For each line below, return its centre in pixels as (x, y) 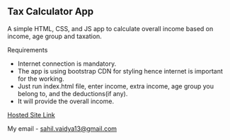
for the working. (41, 78)
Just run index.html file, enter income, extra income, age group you (116, 86)
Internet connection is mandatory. (67, 64)
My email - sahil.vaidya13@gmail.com (62, 128)
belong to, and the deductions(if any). (73, 93)
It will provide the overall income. (66, 101)
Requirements (28, 49)
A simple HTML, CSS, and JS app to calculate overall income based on (110, 28)
